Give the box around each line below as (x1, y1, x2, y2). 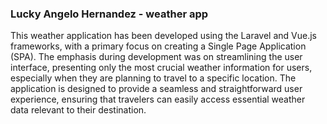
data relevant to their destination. (10, 104, 147, 116)
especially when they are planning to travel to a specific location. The (10, 72, 297, 84)
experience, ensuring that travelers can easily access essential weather (10, 93, 306, 106)
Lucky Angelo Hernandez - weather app (10, 7, 209, 21)
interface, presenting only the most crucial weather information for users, (10, 62, 313, 74)
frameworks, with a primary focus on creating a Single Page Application (10, 40, 307, 52)
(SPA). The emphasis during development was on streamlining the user (10, 51, 303, 63)
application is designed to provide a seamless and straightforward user (10, 83, 303, 95)
